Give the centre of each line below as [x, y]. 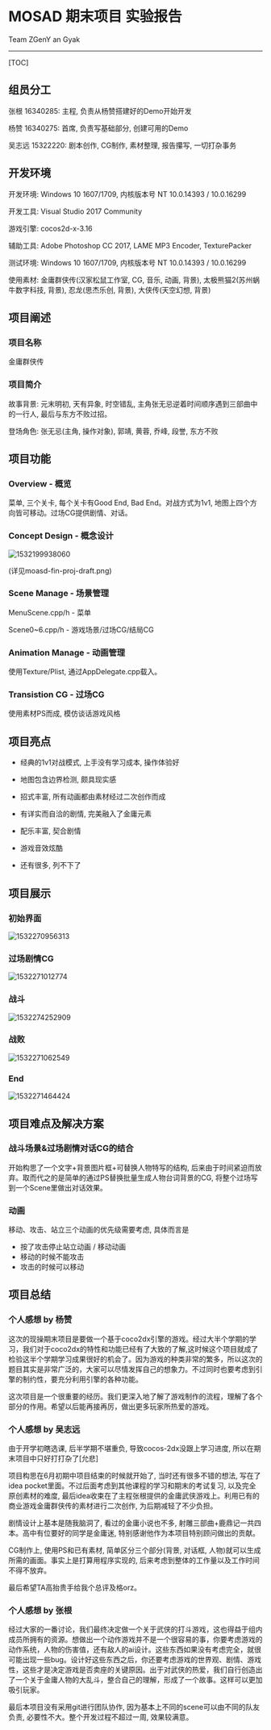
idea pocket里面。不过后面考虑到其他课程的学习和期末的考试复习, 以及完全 [132, 1486]
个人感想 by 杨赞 [40, 1319]
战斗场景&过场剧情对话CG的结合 [71, 1148]
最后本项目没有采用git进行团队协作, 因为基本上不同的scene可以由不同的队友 [134, 1707]
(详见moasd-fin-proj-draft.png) [60, 570]
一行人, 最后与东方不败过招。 [63, 414]
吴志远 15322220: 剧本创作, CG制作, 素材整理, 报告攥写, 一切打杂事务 [123, 145]
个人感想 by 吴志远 [44, 1429]
